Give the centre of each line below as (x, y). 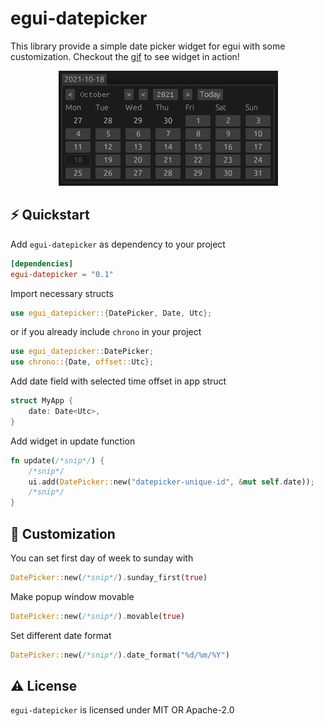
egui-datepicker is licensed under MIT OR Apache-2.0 (122, 710)
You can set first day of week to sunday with (102, 558)
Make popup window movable (72, 596)
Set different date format (61, 635)
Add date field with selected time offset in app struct (118, 381)
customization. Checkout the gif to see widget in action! (125, 56)
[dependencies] (42, 263)
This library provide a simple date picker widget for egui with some (148, 46)
